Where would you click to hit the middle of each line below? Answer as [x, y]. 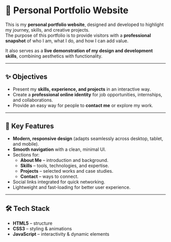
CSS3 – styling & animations [42, 229]
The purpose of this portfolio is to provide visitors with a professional [78, 35]
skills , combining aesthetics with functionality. [54, 56]
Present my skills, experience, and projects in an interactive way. [82, 89]
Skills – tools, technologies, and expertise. [65, 166]
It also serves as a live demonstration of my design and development [79, 50]
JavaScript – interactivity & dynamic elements [61, 234]
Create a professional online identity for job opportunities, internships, [87, 94]
